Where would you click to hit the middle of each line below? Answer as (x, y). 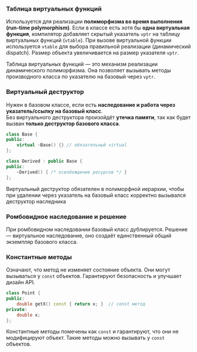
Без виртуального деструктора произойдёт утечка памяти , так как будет (98, 117)
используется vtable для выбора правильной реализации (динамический (98, 46)
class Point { (23, 293)
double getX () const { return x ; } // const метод (81, 304)
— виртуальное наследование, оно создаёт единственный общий (89, 235)
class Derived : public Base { (44, 161)
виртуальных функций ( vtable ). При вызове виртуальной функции (89, 41)
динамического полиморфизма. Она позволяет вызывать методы (89, 71)
